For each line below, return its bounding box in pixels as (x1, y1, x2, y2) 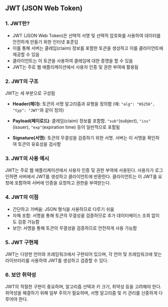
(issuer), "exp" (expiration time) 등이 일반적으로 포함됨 (12, 124, 120, 130)
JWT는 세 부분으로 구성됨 (5, 90, 55, 96)
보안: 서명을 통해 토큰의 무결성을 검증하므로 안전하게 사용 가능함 (12, 225, 137, 231)
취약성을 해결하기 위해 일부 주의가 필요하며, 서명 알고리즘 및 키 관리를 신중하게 (5, 290, 158, 296)
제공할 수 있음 (12, 51, 40, 57)
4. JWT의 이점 (5, 194, 39, 201)
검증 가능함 (18, 218, 40, 224)
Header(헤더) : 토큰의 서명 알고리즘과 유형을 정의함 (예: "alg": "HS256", (12, 101, 155, 107)
